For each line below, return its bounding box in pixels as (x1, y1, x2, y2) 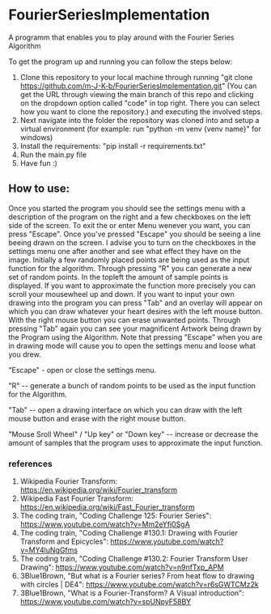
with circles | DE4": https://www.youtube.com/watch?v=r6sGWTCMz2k (19, 580, 259, 590)
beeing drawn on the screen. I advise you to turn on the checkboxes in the (8, 237, 256, 248)
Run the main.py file (19, 150, 87, 159)
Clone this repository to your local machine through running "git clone (19, 72, 253, 82)
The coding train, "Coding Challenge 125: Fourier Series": (19, 511, 212, 521)
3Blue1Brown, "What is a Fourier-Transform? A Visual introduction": (19, 588, 244, 598)
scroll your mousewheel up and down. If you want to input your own (8, 289, 235, 299)
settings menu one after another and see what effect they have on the (8, 246, 241, 256)
